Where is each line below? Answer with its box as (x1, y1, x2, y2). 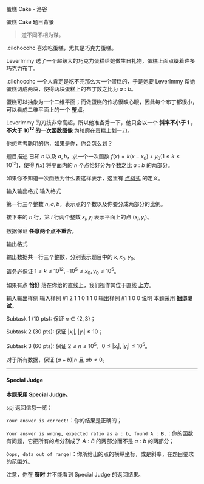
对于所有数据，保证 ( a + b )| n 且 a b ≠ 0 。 (6, 356, 108, 364)
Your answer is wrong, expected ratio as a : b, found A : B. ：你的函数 (6, 429, 194, 437)
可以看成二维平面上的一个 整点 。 (6, 106, 88, 113)
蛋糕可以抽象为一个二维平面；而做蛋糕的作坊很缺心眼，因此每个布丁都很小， (6, 98, 198, 105)
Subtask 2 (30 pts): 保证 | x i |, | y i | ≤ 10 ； (6, 328, 104, 336)
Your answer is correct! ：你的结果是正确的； (6, 416, 123, 424)
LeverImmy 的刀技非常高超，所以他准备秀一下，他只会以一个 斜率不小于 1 (6, 119, 190, 126)
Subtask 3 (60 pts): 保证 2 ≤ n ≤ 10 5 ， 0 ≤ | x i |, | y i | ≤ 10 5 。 (6, 341, 151, 351)
